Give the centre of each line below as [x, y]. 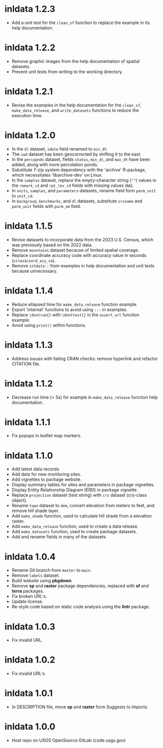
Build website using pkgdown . [42, 581]
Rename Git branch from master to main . [51, 570]
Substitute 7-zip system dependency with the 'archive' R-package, [79, 170]
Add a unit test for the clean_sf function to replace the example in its [81, 23]
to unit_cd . [22, 196]
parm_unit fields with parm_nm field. [46, 206]
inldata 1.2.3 [30, 9]
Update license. [27, 601]
